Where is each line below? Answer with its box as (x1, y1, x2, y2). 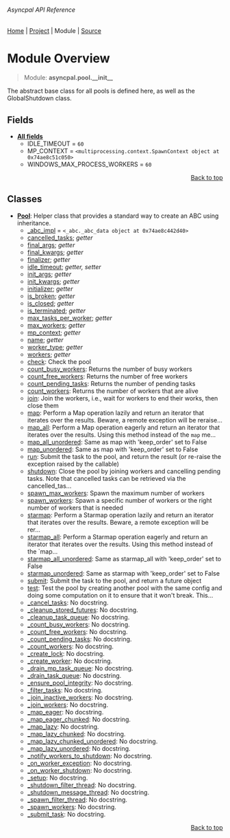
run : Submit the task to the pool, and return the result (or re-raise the (27, 452, 221, 460)
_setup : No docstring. (27, 773, 88, 782)
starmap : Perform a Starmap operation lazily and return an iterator (27, 510, 214, 519)
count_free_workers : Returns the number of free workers (27, 372, 188, 381)
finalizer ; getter (27, 255, 71, 264)
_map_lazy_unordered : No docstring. (27, 744, 131, 752)
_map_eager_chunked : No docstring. (27, 715, 131, 723)
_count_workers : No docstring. (27, 642, 114, 650)
